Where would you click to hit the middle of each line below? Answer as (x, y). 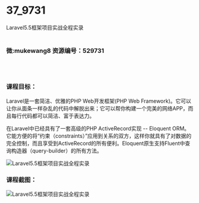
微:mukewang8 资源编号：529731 (55, 50)
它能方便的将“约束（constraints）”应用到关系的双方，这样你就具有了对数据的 (99, 136)
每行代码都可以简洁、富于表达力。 (53, 116)
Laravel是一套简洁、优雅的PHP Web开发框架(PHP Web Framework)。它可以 (99, 101)
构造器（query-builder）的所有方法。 (56, 150)
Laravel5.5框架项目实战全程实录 (45, 27)
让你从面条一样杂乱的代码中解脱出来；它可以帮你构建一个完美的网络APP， (97, 108)
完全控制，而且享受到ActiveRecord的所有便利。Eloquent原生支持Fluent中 (96, 143)
